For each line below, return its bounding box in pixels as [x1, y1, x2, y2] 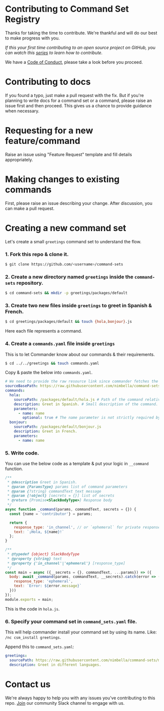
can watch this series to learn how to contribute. [5, 50, 103, 56]
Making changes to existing [5, 174, 120, 185]
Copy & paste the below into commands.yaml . [5, 370, 93, 375]
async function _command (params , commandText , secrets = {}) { [5, 507, 137, 512]
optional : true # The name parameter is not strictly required [22, 415, 154, 420]
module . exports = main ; [5, 597, 54, 602]
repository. [16, 279, 43, 286]
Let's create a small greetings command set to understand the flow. [5, 238, 142, 244]
